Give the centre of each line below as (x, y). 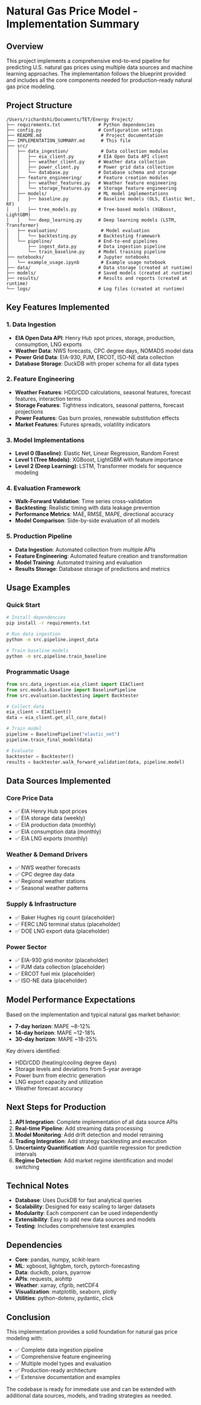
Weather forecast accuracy (49, 1088)
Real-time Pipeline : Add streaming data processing (79, 1128)
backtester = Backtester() (40, 756)
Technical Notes (38, 1186)
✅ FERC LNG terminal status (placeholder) (68, 924)
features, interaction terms (48, 399)
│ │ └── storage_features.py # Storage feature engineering (91, 188)
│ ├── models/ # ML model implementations (88, 194)
